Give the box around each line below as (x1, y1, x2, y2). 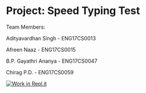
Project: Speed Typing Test (6, 4, 140, 18)
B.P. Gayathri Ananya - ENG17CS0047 (6, 57, 98, 64)
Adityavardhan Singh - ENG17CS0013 (6, 35, 96, 42)
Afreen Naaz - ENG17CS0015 (6, 46, 76, 53)
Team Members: (6, 23, 46, 30)
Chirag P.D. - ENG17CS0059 (6, 68, 74, 75)
